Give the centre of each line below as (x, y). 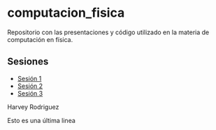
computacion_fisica (66, 13)
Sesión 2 (30, 86)
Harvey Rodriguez (33, 107)
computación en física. (40, 39)
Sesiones (28, 62)
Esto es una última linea (41, 120)
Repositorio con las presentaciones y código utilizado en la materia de (108, 32)
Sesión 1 (29, 78)
